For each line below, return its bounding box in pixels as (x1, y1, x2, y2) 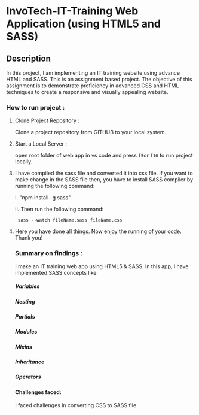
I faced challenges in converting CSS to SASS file (14, 402, 137, 409)
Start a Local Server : (14, 140, 68, 147)
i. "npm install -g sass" (14, 194, 71, 201)
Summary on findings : (14, 249, 82, 258)
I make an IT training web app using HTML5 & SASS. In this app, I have (14, 262, 189, 270)
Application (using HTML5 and (6, 17, 161, 31)
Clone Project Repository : (14, 117, 79, 124)
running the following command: (14, 183, 95, 190)
